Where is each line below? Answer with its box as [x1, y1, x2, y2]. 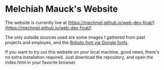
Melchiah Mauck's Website [5, 3, 118, 15]
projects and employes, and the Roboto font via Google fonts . [5, 39, 129, 45]
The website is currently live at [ [5, 20, 70, 25]
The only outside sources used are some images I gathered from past [5, 34, 145, 40]
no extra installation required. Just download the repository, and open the [5, 54, 153, 60]
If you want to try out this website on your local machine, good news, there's [5, 49, 160, 55]
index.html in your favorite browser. [5, 59, 77, 65]
